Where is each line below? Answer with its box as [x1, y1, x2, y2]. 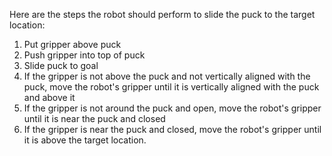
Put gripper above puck [23, 39, 122, 50]
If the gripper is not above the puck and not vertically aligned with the [23, 70, 311, 82]
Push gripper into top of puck [23, 49, 146, 61]
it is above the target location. [23, 134, 147, 146]
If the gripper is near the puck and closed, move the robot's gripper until [23, 124, 322, 135]
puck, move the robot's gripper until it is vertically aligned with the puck [23, 81, 320, 93]
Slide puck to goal [23, 60, 99, 71]
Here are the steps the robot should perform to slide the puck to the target [9, 9, 316, 20]
